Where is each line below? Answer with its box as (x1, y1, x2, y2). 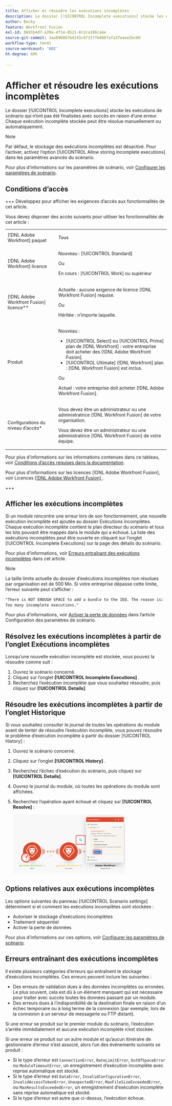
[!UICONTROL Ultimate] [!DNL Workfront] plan (66, 359, 164, 366)
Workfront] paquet (7, 237, 47, 243)
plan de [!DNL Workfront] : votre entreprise (66, 343, 156, 349)
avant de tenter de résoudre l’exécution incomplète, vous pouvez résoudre (5, 727, 162, 733)
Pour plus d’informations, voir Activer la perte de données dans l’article (5, 612, 155, 618)
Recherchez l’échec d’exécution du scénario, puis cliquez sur (12, 767, 142, 774)
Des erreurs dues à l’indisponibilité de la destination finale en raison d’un (12, 999, 166, 1006)
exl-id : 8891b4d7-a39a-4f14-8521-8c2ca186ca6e (5, 30, 106, 35)
